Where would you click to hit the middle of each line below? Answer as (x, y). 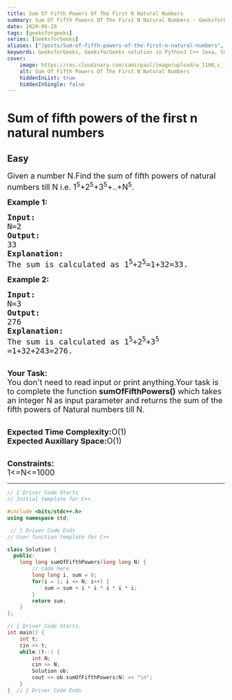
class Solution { (32, 549)
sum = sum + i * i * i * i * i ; (90, 588)
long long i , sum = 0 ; (65, 575)
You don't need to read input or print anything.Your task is (113, 382)
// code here (51, 569)
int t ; (29, 639)
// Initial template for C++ (49, 499)
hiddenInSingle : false (52, 84)
